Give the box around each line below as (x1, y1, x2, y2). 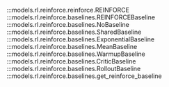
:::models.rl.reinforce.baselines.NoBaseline (6, 21, 129, 28)
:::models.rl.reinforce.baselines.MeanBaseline (6, 43, 138, 50)
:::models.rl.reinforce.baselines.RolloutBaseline (6, 65, 141, 72)
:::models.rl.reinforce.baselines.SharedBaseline (6, 28, 142, 36)
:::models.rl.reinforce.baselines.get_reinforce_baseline (6, 72, 162, 80)
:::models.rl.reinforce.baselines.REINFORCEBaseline (6, 13, 156, 21)
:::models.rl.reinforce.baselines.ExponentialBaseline (6, 35, 154, 43)
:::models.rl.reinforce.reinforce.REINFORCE (6, 6, 130, 14)
